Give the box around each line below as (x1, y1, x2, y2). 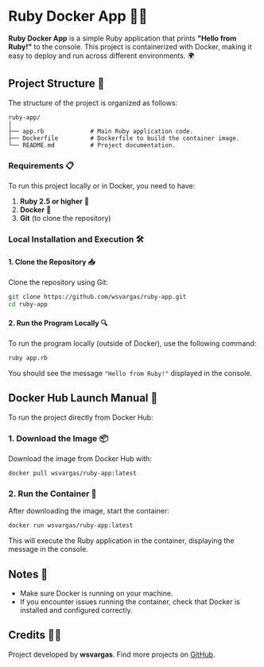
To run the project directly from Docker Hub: (8, 413, 153, 422)
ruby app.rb (8, 354, 48, 363)
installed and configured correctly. (19, 605, 133, 615)
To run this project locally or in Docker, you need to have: (8, 181, 196, 191)
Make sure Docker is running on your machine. (19, 588, 173, 598)
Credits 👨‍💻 (8, 628, 62, 642)
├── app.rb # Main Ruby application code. (8, 127, 194, 135)
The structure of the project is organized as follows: (8, 98, 178, 107)
